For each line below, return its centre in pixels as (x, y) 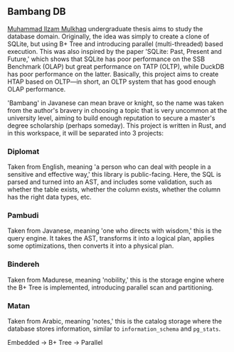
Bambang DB (37, 12)
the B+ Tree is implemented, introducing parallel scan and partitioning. (111, 287)
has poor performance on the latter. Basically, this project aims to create (113, 74)
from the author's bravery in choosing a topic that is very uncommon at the (117, 110)
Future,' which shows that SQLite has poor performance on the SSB (106, 59)
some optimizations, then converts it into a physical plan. (91, 246)
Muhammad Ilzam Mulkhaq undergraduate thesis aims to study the (105, 28)
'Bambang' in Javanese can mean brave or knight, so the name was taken (116, 103)
